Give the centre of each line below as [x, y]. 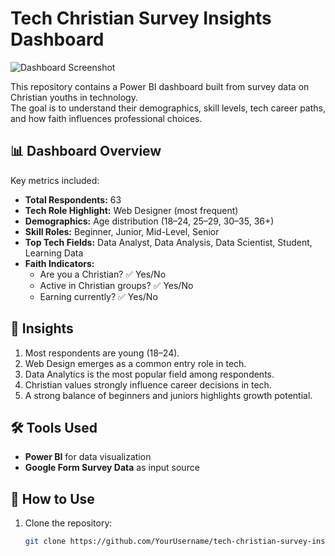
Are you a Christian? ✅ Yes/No [103, 274]
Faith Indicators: [59, 263]
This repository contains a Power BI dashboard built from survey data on [160, 86]
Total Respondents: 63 [73, 199]
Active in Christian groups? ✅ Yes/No [116, 285]
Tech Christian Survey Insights [141, 18]
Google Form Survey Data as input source [112, 468]
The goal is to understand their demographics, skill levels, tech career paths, [168, 108]
